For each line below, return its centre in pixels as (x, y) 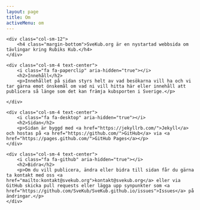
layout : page (22, 12)
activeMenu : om (25, 23)
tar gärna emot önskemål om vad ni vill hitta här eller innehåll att (96, 86)
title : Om (19, 17)
